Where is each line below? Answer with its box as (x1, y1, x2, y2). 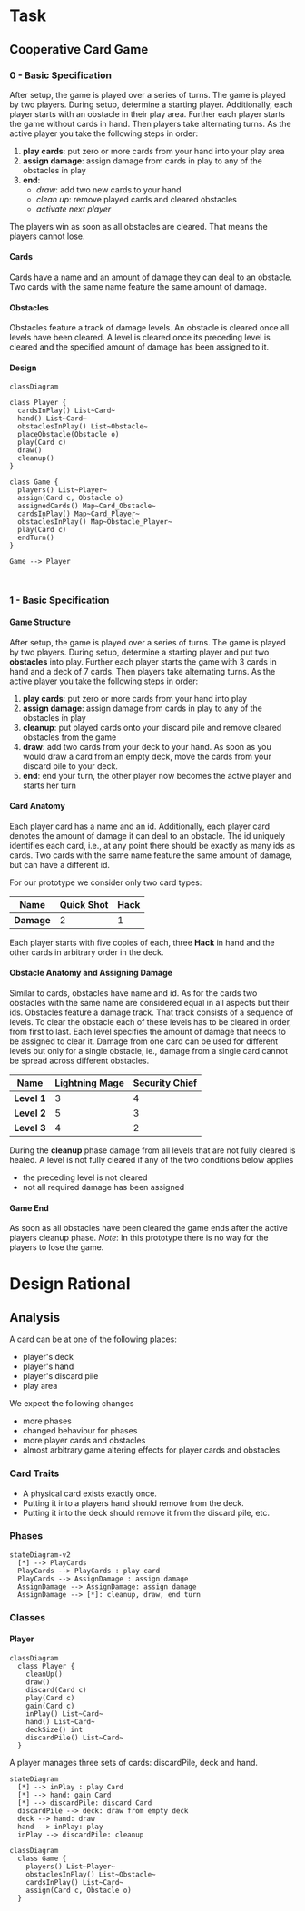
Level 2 (14, 1107, 47, 1119)
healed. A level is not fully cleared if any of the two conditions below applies (9, 1155, 294, 1166)
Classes (9, 1611, 46, 1623)
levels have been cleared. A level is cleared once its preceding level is (9, 332, 271, 343)
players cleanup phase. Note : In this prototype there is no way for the (9, 1232, 269, 1244)
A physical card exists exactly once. (22, 1488, 157, 1499)
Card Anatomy (9, 801, 65, 812)
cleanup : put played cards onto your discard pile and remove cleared (22, 722, 282, 733)
